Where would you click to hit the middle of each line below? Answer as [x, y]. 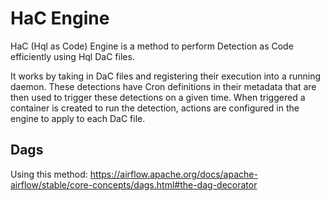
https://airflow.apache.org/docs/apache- [173, 174]
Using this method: [49, 174]
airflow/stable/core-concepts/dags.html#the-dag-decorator [134, 184]
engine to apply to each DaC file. [78, 118]
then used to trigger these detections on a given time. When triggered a [158, 97]
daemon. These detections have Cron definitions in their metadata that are [163, 86]
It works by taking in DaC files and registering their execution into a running [166, 76]
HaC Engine [60, 18]
